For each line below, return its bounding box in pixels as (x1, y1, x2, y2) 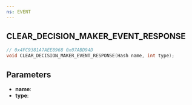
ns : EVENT (6, 8, 31, 15)
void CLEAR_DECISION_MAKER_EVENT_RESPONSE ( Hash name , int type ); (6, 52, 174, 59)
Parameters (6, 69, 51, 80)
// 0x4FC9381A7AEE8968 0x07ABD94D (6, 47, 94, 53)
